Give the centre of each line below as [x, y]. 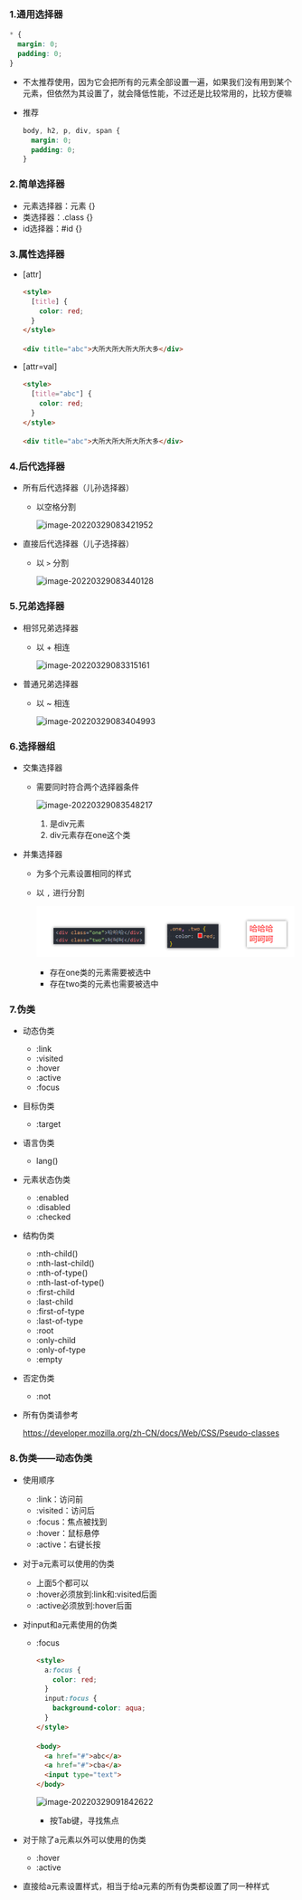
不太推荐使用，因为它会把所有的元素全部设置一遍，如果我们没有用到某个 [157, 81]
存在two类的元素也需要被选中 [104, 984]
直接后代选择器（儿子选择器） [78, 544]
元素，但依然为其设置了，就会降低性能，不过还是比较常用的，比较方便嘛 [157, 93]
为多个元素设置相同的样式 [84, 874]
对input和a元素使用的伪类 [70, 1624]
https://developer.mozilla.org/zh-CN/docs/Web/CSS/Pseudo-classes [151, 1433]
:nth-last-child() [65, 1264]
